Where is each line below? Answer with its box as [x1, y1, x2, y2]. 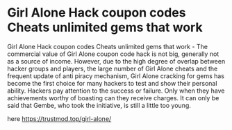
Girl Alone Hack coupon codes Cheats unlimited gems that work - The [7, 42, 208, 50]
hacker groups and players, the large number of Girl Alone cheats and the [7, 64, 218, 73]
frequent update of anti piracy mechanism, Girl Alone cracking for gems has [7, 71, 224, 80]
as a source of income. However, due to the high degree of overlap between [7, 57, 226, 65]
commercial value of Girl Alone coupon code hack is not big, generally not [7, 50, 219, 58]
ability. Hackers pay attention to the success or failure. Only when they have [7, 86, 225, 95]
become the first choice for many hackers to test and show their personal [7, 79, 217, 87]
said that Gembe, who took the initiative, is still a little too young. [7, 101, 191, 109]
